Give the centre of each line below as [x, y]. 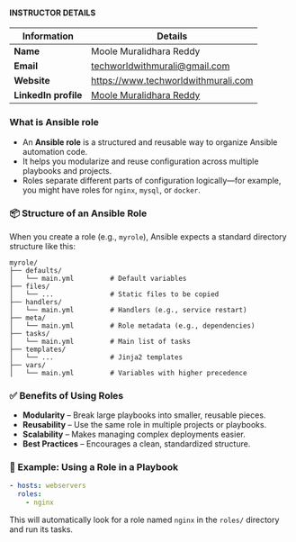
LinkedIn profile [48, 95]
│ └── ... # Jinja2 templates [96, 357]
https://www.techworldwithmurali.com [172, 81]
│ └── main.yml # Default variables [98, 278]
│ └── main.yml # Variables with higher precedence [128, 373]
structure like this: [43, 246]
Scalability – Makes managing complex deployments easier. [134, 434]
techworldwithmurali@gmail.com [161, 66]
